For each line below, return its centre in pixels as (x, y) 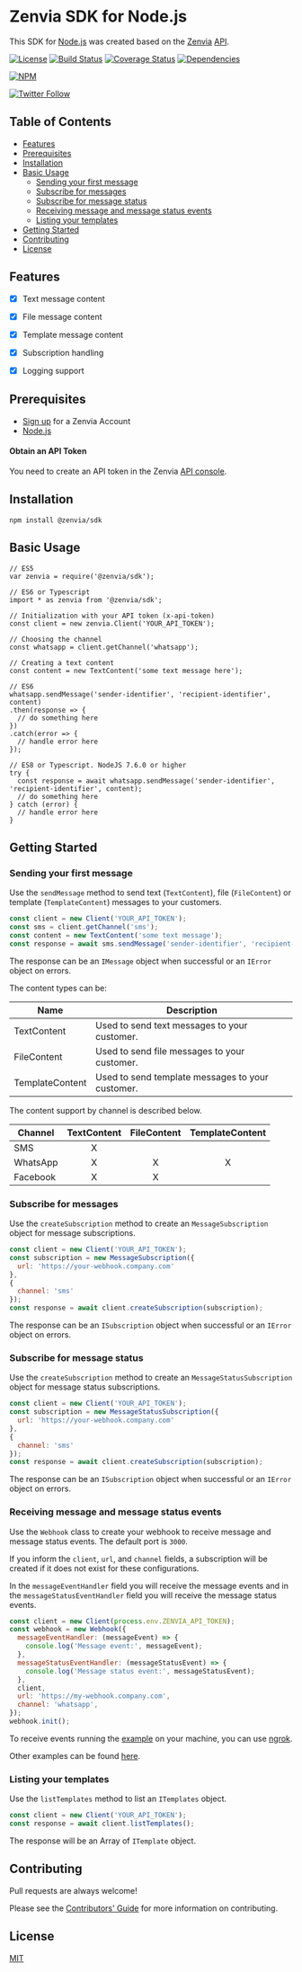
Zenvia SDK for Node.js (98, 17)
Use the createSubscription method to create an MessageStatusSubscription (151, 1378)
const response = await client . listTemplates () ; (102, 1824)
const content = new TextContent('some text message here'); (126, 671)
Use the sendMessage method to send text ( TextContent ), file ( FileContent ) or (151, 893)
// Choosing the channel (56, 639)
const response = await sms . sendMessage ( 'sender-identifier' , (128, 944)
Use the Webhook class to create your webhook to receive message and (140, 1532)
